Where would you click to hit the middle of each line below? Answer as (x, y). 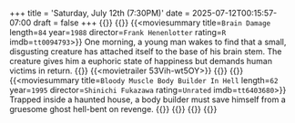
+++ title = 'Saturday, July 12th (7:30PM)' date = (100, 13)
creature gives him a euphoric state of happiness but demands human (141, 61)
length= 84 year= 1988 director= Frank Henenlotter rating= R (118, 32)
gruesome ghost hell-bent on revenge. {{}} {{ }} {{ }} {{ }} (113, 109)
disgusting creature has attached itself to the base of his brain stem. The (146, 52)
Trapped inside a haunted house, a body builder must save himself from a (148, 99)
